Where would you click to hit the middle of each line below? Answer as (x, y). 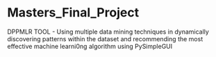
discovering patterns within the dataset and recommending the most (105, 38)
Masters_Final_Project (73, 13)
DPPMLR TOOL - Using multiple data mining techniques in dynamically (108, 32)
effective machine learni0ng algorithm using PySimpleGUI (90, 46)
